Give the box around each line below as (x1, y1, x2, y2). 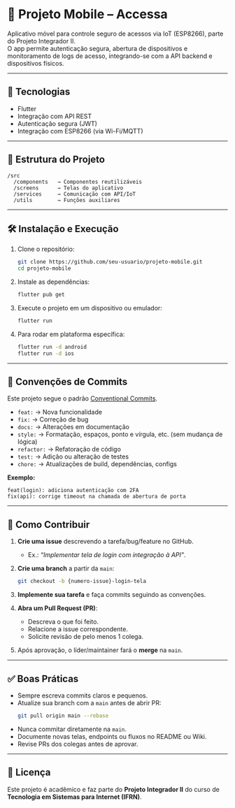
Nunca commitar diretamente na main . (17, 725, 127, 733)
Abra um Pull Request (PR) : (17, 604, 98, 612)
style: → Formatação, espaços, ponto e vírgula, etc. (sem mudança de (17, 430, 223, 439)
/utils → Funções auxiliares (13, 196, 120, 203)
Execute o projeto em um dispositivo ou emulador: (17, 304, 162, 312)
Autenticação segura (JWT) (17, 119, 98, 128)
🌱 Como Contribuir (7, 519, 90, 531)
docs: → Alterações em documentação (17, 423, 129, 431)
